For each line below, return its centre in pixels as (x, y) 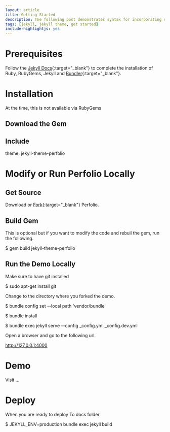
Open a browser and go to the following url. (51, 335)
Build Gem (22, 221)
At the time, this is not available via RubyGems (53, 108)
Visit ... (12, 380)
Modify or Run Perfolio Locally (70, 174)
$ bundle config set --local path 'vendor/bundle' (56, 306)
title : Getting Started (30, 15)
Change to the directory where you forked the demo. (60, 296)
